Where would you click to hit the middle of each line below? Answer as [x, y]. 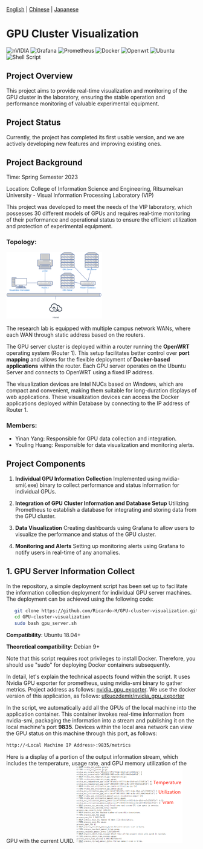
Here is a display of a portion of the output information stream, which [92, 757]
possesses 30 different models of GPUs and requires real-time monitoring [98, 213]
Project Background [44, 163]
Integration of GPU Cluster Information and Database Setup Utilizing [102, 503]
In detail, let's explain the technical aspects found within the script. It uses [98, 677]
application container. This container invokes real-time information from [95, 714]
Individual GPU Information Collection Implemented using [88, 478]
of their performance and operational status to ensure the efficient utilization [101, 220]
